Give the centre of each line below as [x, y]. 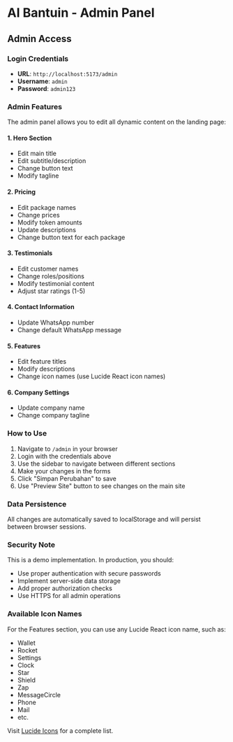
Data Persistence [37, 504]
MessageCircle [39, 694]
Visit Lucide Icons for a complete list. [60, 730]
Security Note [31, 545]
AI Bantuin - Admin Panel [81, 13]
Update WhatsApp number [56, 322]
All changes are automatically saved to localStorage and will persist [104, 519]
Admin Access [39, 39]
